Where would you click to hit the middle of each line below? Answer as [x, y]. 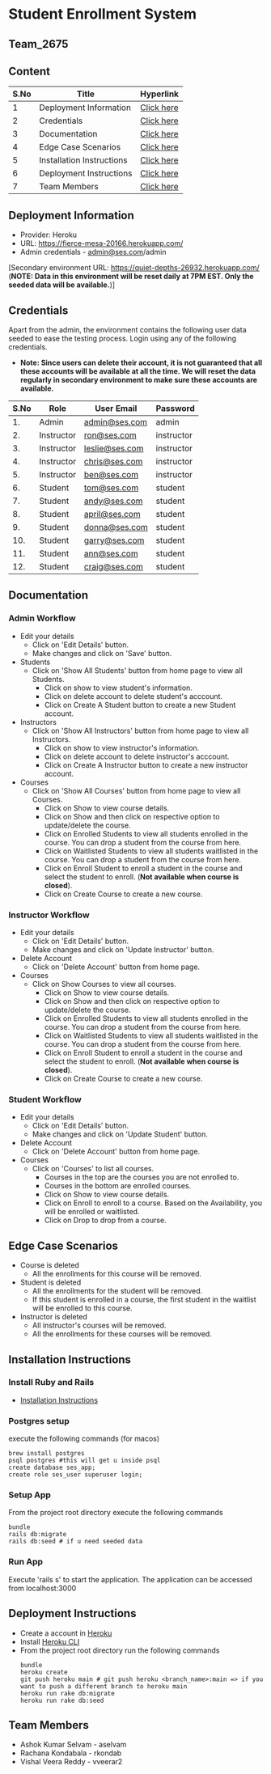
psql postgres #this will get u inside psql [85, 1461]
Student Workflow [45, 1099]
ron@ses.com [110, 435]
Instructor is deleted [53, 1317]
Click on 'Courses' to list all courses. [93, 1169]
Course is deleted [49, 1265]
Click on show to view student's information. [118, 688]
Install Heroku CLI [50, 1641]
